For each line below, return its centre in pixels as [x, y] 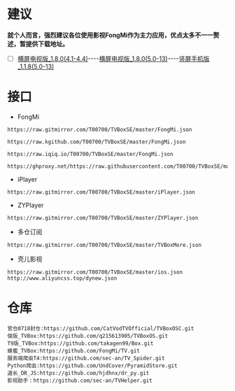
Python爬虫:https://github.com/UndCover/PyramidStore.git [92, 365]
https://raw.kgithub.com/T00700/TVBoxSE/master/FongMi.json [97, 142]
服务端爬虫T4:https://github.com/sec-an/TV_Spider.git [86, 358]
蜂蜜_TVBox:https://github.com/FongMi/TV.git [73, 350]
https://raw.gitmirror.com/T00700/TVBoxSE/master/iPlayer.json [101, 192]
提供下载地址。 [47, 43]
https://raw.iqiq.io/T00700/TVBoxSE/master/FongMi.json [90, 154]
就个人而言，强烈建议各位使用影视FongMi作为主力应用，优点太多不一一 [110, 35]
